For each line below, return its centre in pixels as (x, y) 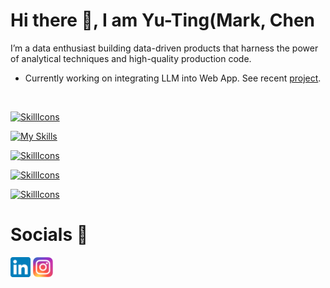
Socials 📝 (49, 235)
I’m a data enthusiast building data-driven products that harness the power (164, 48)
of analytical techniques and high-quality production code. (131, 58)
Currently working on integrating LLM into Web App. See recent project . (173, 78)
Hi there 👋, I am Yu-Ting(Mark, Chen (163, 20)
